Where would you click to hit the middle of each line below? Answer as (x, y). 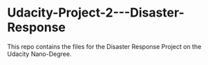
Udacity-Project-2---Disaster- (96, 13)
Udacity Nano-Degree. (39, 54)
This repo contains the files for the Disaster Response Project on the (104, 46)
